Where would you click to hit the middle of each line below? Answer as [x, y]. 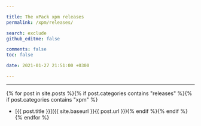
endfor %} [36, 117]
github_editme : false [33, 39]
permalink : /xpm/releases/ [40, 22]
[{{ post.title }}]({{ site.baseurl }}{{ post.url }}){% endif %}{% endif [97, 111]
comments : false [26, 49]
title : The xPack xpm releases [45, 17]
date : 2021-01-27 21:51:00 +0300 [48, 66]
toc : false [20, 55]
